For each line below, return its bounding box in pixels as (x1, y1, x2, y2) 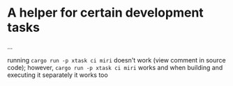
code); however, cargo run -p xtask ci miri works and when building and (7, 63, 223, 71)
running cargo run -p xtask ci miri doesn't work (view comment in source (7, 55, 226, 64)
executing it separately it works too (7, 71, 108, 79)
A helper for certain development (7, 5, 204, 21)
